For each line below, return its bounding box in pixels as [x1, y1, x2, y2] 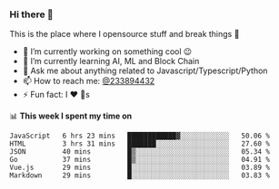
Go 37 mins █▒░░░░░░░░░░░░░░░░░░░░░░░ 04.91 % [9, 156, 271, 165]
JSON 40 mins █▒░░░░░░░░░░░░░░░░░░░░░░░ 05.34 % [9, 147, 271, 156]
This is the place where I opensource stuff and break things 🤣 [9, 29, 240, 40]
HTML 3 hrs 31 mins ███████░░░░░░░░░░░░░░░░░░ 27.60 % [9, 139, 271, 148]
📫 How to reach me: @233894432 [22, 76, 155, 87]
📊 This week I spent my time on [9, 110, 133, 121]
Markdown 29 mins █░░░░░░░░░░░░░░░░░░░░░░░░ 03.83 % [9, 171, 271, 180]
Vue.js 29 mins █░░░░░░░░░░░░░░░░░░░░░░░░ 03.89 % [9, 163, 271, 173]
